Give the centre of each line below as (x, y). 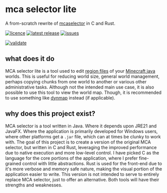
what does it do (30, 59)
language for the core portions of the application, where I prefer (71, 158)
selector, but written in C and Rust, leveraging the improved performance (81, 147)
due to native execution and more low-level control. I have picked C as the (82, 153)
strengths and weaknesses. (34, 185)
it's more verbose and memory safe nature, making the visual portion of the (84, 169)
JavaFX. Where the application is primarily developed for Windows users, (81, 131)
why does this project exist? (50, 114)
